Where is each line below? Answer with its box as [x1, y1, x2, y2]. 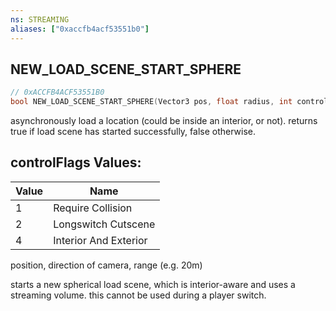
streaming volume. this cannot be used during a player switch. [10, 289, 267, 301]
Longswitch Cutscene [53, 217, 156, 231]
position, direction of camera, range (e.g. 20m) [10, 259, 203, 271]
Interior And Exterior [53, 233, 148, 247]
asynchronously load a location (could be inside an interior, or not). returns [10, 115, 318, 127]
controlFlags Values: [10, 154, 142, 171]
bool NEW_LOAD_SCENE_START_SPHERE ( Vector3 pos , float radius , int [10, 97, 293, 107]
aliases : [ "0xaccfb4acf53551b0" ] [10, 24, 150, 34]
